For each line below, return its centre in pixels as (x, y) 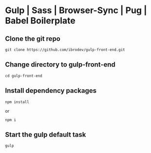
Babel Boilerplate (40, 21)
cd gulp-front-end (24, 76)
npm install (17, 102)
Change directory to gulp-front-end (60, 65)
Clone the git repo (33, 39)
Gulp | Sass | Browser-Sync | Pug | (76, 10)
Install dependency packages (51, 91)
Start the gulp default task (46, 135)
